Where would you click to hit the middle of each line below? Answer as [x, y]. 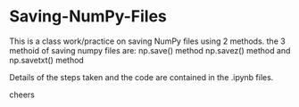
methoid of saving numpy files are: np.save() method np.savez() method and [150, 50]
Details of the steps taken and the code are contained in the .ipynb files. [141, 77]
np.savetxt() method [47, 60]
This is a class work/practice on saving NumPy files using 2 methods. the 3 [147, 41]
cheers [22, 95]
